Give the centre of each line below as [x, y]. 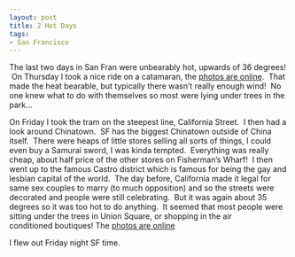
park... [21, 105]
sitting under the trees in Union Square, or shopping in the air [121, 216]
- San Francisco [39, 42]
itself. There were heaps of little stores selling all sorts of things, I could [140, 141]
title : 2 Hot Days [43, 26]
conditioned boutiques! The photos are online [92, 226]
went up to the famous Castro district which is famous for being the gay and [148, 169]
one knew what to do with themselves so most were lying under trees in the [147, 96]
